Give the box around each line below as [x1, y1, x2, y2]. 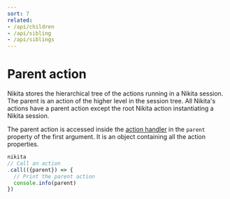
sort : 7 [7, 10, 30, 17]
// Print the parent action [13, 172, 96, 180]
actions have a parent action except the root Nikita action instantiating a [7, 104, 215, 112]
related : [7, 17, 33, 24]
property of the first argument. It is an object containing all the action [7, 133, 206, 141]
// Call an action [7, 160, 61, 167]
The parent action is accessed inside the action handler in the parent [7, 125, 206, 133]
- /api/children [7, 23, 55, 30]
